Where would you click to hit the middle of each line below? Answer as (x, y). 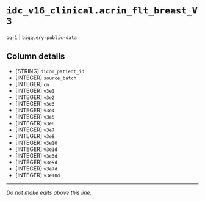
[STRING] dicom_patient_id (50, 71)
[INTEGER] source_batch (46, 78)
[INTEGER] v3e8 (35, 136)
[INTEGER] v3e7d (36, 168)
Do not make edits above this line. (49, 192)
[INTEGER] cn (32, 84)
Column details (36, 57)
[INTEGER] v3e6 (35, 123)
